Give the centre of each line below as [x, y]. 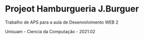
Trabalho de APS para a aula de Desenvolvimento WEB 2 [62, 22]
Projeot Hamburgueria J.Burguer [72, 9]
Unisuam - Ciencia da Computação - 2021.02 [50, 31]
